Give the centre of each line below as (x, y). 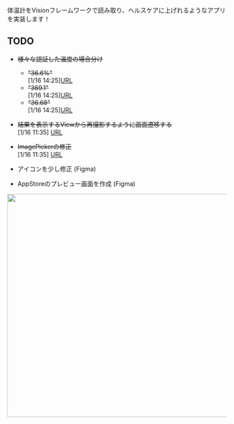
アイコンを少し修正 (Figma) (56, 169)
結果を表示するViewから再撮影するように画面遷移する (95, 124)
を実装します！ (29, 19)
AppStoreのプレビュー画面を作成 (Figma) (76, 183)
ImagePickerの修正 (44, 146)
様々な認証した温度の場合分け (60, 59)
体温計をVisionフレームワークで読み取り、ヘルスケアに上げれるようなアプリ (117, 10)
